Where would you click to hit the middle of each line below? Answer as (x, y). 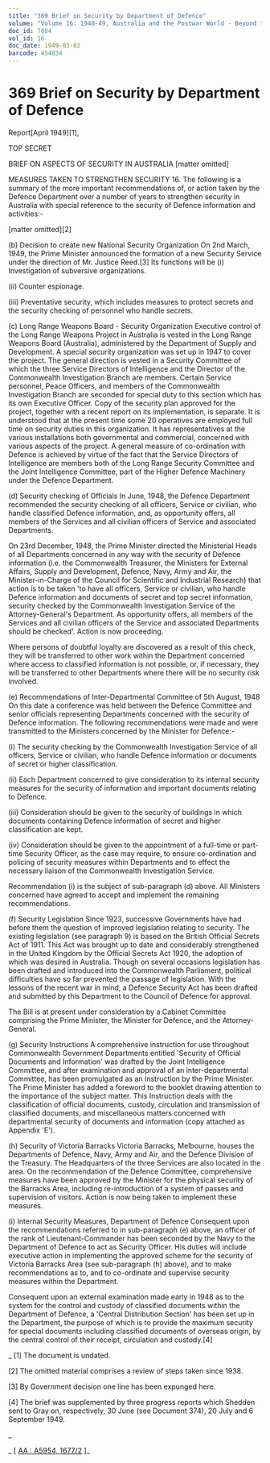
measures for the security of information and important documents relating (132, 788)
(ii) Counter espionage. (46, 286)
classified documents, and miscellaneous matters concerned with (117, 1112)
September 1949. (37, 1419)
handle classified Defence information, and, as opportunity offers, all (122, 513)
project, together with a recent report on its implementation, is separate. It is (134, 411)
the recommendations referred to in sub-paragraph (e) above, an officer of (132, 1229)
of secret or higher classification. (63, 763)
